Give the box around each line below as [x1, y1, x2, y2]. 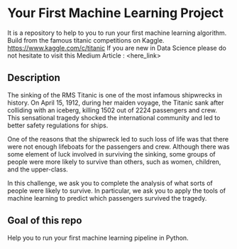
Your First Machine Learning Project [7, 5, 224, 21]
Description [7, 72, 60, 84]
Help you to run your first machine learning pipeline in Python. [7, 233, 189, 242]
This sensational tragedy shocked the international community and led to [7, 113, 221, 122]
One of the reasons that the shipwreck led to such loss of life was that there [7, 134, 229, 143]
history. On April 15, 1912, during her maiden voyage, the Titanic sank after [7, 98, 224, 107]
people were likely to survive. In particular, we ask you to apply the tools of [7, 186, 226, 195]
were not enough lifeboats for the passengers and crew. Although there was [7, 142, 230, 151]
